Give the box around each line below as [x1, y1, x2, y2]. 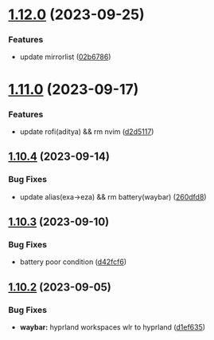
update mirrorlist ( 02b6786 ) [19, 52, 111, 61]
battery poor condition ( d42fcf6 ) [19, 257, 127, 267]
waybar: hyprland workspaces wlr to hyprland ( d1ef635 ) [19, 322, 205, 332]
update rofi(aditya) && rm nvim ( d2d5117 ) [19, 126, 154, 136]
